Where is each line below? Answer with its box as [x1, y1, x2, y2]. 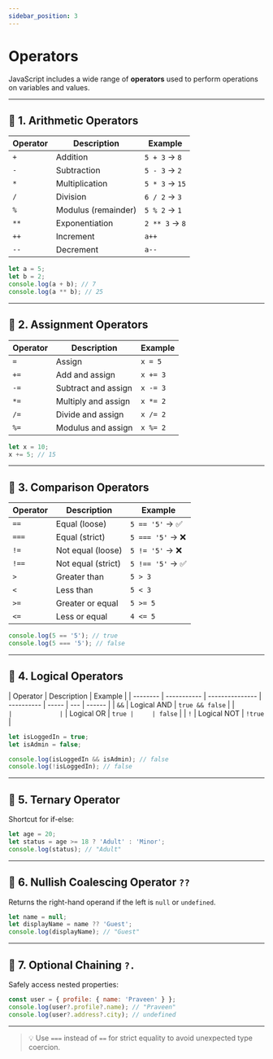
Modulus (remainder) [55, 204, 137, 216]
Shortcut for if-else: [8, 815, 75, 825]
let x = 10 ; [8, 443, 49, 451]
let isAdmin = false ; [8, 740, 82, 749]
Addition [55, 151, 89, 163]
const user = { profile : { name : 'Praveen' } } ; [8, 996, 176, 1004]
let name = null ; [8, 912, 67, 921]
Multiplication [55, 178, 108, 190]
